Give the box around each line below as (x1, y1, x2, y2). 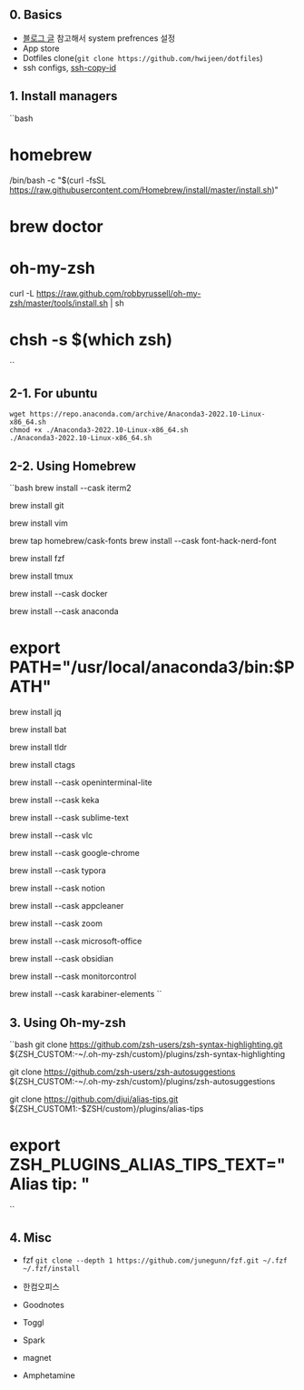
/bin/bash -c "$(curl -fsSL (9, 175, 107, 186)
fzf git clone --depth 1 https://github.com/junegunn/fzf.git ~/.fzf (22, 1254, 288, 1265)
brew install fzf (9, 553, 65, 564)
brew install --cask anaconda (9, 606, 120, 617)
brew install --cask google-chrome (9, 848, 141, 859)
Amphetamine (22, 1369, 75, 1381)
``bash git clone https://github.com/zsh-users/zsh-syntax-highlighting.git (9, 1039, 283, 1050)
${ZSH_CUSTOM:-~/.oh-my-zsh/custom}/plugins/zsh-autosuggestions (9, 1076, 276, 1086)
